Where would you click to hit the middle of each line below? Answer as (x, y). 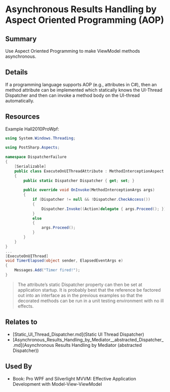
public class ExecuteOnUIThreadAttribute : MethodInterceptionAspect (89, 171)
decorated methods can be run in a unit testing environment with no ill (91, 301)
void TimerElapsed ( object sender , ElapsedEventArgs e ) (64, 261)
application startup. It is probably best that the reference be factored (89, 290)
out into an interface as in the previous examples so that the (80, 295)
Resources (23, 117)
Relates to (22, 322)
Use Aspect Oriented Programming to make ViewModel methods (73, 51)
